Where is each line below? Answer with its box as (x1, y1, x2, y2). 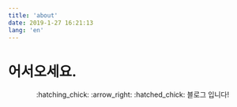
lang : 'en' (8, 26, 44, 34)
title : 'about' (8, 11, 58, 20)
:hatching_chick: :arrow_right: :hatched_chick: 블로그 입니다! (36, 90, 230, 99)
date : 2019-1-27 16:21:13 (8, 19, 93, 27)
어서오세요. (8, 62, 77, 80)
